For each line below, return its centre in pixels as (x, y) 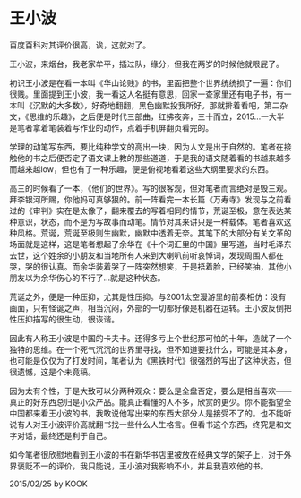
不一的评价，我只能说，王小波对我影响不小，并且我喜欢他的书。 (150, 466)
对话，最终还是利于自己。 (64, 435)
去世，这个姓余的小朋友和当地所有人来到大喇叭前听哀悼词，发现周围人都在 (146, 255)
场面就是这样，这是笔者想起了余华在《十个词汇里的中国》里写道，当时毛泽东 (150, 244)
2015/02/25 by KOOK (48, 484)
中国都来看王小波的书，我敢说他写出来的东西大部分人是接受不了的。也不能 (146, 413)
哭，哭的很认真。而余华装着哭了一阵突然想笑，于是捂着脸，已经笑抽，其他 (146, 266)
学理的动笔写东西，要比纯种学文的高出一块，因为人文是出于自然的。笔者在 (146, 146)
